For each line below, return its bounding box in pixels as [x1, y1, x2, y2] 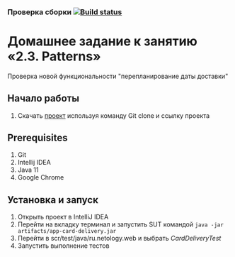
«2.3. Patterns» [7, 48, 101, 65]
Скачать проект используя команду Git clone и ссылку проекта [17, 111, 210, 120]
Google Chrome [17, 173, 64, 182]
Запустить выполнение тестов [17, 241, 110, 250]
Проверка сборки [7, 7, 72, 17]
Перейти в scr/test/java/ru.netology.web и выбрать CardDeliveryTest [17, 234, 222, 243]
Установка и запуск [7, 194, 99, 206]
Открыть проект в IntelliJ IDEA [17, 213, 109, 222]
